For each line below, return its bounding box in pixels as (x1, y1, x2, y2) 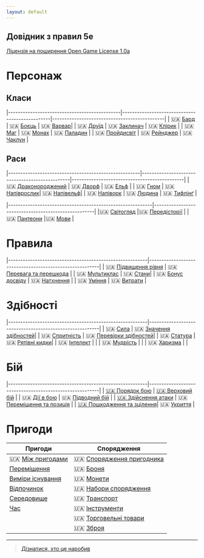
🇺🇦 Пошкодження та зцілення (78, 401, 157, 408)
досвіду (6, 277, 27, 284)
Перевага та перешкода (6, 270, 69, 277)
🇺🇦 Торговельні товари (73, 514, 144, 522)
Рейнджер (151, 129, 178, 137)
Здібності (6, 298, 58, 312)
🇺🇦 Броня (73, 464, 105, 473)
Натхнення (41, 277, 70, 284)
